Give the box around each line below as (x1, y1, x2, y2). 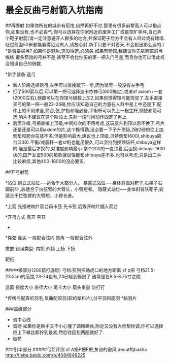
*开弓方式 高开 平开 (5, 214, 46, 220)
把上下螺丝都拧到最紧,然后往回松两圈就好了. (12, 329, 105, 335)
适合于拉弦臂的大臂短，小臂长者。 (5, 192, 77, 199)
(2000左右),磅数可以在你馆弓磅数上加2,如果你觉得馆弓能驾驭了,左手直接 (12, 94, 163, 101)
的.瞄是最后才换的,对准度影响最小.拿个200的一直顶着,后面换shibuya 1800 (12, 145, 165, 151)
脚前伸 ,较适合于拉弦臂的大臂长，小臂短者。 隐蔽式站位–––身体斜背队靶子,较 (5, 186, 164, 192)
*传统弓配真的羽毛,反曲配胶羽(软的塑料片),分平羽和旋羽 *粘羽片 (5, 295, 137, 301)
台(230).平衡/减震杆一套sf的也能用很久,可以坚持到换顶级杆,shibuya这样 (12, 139, 161, 145)
